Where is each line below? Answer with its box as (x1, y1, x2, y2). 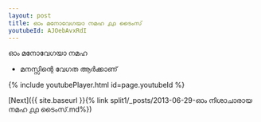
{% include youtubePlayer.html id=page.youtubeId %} (8, 81, 185, 90)
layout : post (8, 11, 52, 20)
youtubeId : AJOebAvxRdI (8, 26, 88, 34)
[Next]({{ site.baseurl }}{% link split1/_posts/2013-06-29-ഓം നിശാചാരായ (8, 96, 253, 105)
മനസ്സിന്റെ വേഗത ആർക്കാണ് (19, 65, 118, 74)
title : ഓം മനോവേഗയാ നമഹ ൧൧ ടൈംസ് (8, 19, 142, 27)
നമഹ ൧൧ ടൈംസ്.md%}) (8, 104, 92, 114)
